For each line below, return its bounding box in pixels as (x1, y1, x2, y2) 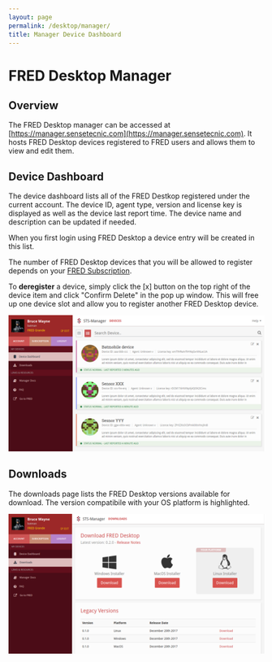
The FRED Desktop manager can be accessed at (8, 120, 171, 130)
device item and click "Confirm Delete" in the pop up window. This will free (8, 290, 259, 300)
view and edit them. (8, 146, 75, 156)
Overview (8, 98, 59, 112)
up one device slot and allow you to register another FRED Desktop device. (8, 299, 259, 309)
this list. (8, 242, 35, 251)
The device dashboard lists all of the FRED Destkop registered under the (8, 191, 250, 201)
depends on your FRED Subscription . (8, 266, 132, 276)
